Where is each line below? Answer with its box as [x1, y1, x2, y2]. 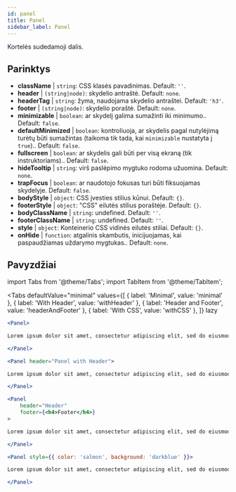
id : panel [7, 10, 37, 18]
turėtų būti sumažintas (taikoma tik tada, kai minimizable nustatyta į [17, 134, 213, 143]
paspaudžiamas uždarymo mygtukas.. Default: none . [17, 238, 169, 247]
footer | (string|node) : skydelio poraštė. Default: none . [17, 104, 176, 112]
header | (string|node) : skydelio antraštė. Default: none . [17, 89, 181, 98]
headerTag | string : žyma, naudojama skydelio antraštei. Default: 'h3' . [17, 96, 224, 105]
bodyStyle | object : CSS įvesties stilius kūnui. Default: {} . [17, 194, 185, 202]
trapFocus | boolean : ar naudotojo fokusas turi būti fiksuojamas [17, 179, 201, 187]
